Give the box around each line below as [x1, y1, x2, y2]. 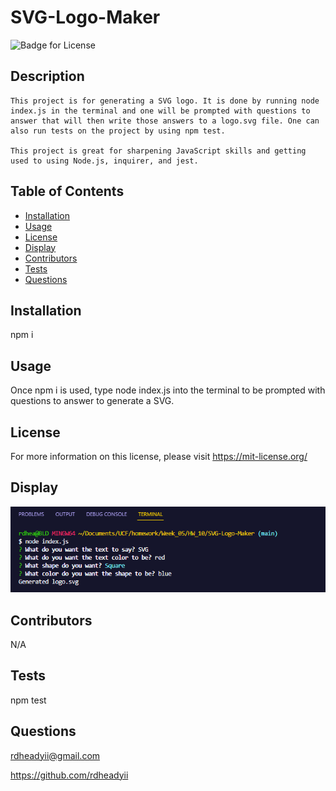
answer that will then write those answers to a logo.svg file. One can [10, 116, 320, 126]
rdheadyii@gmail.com [10, 749, 101, 761]
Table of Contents [10, 183, 125, 200]
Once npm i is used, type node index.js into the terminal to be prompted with [10, 384, 326, 396]
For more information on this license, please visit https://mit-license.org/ [10, 451, 308, 462]
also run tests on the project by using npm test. [10, 126, 226, 136]
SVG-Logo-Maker [10, 6, 161, 29]
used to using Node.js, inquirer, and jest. [10, 156, 199, 166]
